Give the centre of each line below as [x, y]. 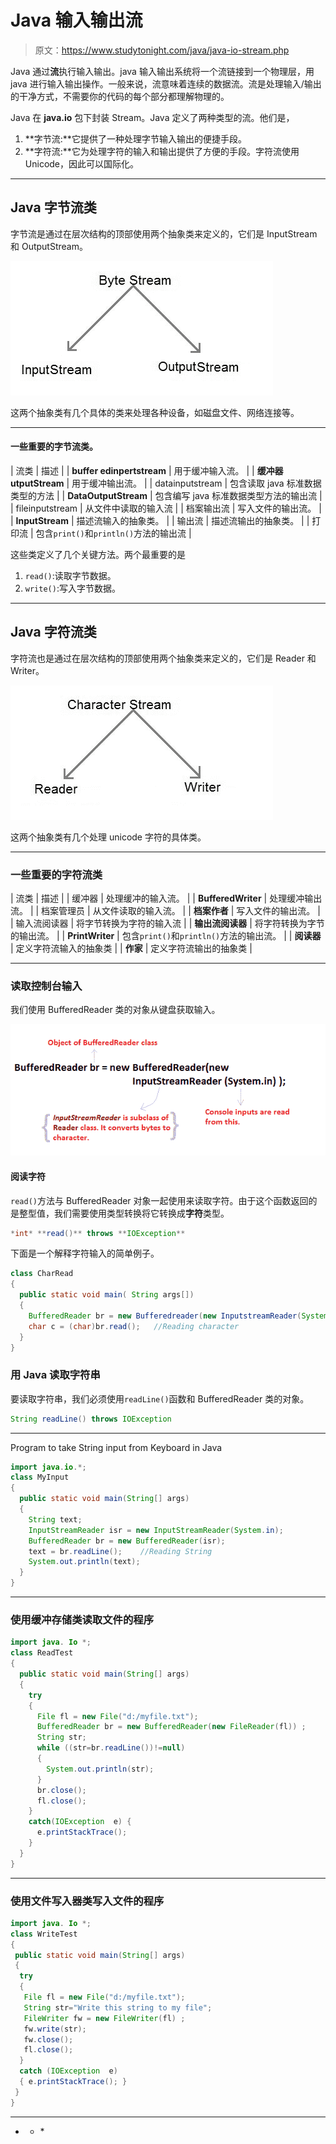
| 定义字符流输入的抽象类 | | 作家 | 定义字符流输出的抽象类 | [131, 948]
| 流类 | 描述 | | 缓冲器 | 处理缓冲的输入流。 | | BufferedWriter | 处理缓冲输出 [166, 898]
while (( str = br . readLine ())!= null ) [111, 1748]
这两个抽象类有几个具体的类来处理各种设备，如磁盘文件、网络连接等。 [155, 412]
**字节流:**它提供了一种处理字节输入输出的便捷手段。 [135, 138]
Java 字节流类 [53, 207]
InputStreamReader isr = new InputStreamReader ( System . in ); [156, 1530]
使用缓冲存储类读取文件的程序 [82, 1620]
